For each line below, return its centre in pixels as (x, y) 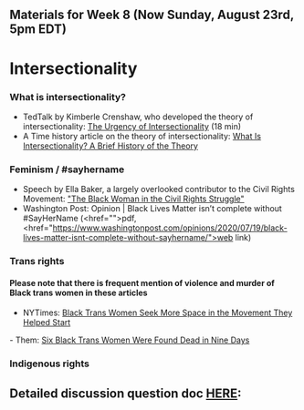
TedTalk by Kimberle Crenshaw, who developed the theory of (138, 117)
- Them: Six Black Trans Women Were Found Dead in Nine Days (130, 340)
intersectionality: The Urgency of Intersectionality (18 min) (132, 126)
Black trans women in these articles (79, 292)
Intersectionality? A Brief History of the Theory (110, 146)
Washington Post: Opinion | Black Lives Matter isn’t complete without (152, 209)
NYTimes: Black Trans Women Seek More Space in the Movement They (157, 313)
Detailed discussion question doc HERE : (126, 393)
